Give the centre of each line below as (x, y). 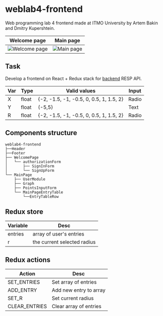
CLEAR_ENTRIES (27, 307)
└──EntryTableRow (41, 197)
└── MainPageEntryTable (39, 192)
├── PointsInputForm (35, 188)
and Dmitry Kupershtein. (30, 28)
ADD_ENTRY (22, 290)
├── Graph (24, 183)
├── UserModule (30, 179)
